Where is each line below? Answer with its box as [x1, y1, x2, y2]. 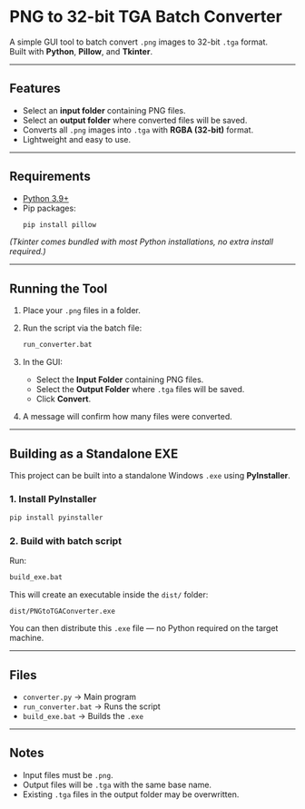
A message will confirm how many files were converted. [22, 411, 233, 422]
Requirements [9, 169, 91, 184]
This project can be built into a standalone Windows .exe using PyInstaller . [9, 469, 290, 480]
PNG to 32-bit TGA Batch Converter [9, 6, 283, 27]
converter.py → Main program [22, 692, 137, 703]
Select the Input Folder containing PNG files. [35, 374, 204, 385]
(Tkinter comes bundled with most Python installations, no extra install [9, 236, 274, 247]
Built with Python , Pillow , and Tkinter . [9, 45, 152, 56]
